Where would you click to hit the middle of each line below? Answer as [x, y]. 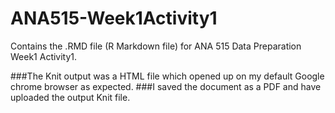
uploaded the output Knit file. [70, 97]
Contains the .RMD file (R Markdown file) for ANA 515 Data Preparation [156, 46]
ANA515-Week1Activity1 [114, 18]
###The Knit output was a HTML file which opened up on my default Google [167, 76]
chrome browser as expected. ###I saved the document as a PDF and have [166, 86]
